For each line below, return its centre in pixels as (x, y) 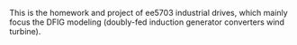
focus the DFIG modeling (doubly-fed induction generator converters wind (147, 22)
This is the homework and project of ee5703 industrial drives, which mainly (148, 13)
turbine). (25, 31)
